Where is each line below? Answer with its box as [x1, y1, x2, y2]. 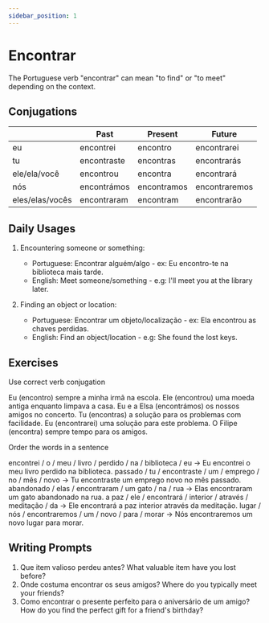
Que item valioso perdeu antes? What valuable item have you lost [19, 562, 237, 572]
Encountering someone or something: [19, 243, 145, 253]
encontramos [137, 182, 188, 193]
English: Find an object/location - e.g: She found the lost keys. [31, 333, 238, 342]
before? [19, 571, 47, 580]
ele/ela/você [12, 168, 59, 179]
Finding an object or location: [19, 300, 117, 309]
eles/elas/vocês [12, 195, 72, 206]
